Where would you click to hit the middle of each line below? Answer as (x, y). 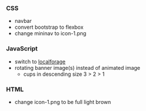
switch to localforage (40, 61)
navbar (23, 21)
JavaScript (22, 49)
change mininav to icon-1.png (50, 33)
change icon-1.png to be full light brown (63, 102)
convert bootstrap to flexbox (49, 27)
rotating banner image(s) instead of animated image (77, 68)
